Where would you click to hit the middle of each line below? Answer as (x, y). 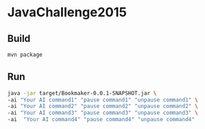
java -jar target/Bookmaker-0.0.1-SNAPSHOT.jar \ (82, 93)
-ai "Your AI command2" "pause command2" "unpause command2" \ (103, 106)
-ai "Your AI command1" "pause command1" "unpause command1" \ (103, 100)
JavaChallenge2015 (67, 12)
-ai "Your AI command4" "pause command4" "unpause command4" (101, 120)
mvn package (25, 55)
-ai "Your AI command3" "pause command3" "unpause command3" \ (103, 113)
